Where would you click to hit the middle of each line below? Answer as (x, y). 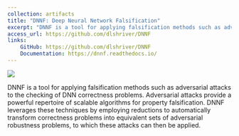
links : (17, 41)
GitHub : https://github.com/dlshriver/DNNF (86, 47)
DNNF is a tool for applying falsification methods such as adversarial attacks (119, 87)
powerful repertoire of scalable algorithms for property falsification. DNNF (116, 102)
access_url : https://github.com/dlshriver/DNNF (79, 34)
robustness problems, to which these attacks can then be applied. (104, 125)
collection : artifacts (41, 14)
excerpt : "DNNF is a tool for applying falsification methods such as (114, 27)
